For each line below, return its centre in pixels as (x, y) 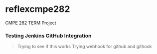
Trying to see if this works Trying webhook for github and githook (84, 47)
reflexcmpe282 (38, 9)
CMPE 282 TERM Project (31, 23)
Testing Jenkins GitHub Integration (48, 36)
